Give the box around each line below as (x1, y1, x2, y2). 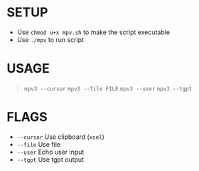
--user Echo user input (16, 147, 85, 156)
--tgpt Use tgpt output (16, 155, 85, 164)
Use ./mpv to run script (16, 35, 85, 43)
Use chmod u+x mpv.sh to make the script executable (16, 28, 171, 36)
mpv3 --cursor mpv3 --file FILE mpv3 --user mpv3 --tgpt (23, 85, 193, 93)
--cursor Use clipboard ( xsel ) (16, 133, 104, 141)
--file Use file (16, 140, 61, 148)
